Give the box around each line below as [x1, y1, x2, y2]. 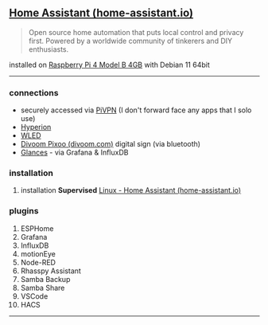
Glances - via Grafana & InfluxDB [20, 147, 129, 158]
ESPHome [20, 223, 54, 233]
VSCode [20, 291, 49, 301]
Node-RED [20, 257, 56, 267]
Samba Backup [20, 274, 71, 284]
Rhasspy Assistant [20, 266, 82, 276]
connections [9, 87, 59, 98]
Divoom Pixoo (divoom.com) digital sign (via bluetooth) [20, 139, 201, 149]
